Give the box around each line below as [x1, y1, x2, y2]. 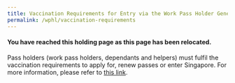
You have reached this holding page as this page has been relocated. [7, 38, 212, 46]
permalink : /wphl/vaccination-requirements [7, 17, 136, 24]
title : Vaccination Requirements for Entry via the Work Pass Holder [7, 10, 215, 17]
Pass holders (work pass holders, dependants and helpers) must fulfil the [7, 53, 219, 62]
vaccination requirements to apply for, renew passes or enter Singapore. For [7, 60, 227, 69]
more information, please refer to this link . [7, 68, 128, 76]
